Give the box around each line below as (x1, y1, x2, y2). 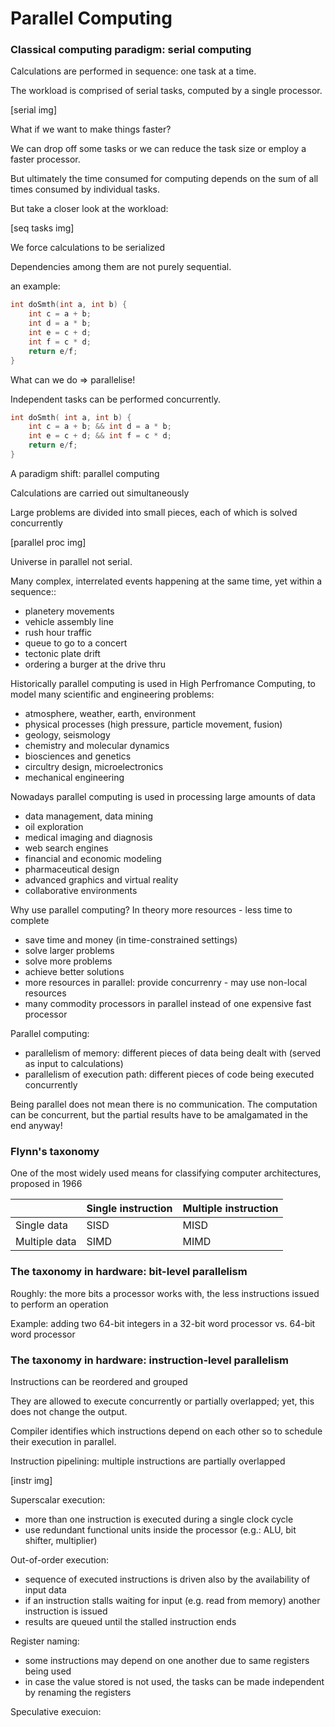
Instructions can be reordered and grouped (10, 1375, 188, 1387)
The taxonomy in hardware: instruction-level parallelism (10, 1353, 290, 1367)
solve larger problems (24, 944, 115, 956)
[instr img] (10, 1474, 53, 1486)
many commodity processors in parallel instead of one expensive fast (24, 997, 312, 1009)
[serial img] (10, 104, 57, 116)
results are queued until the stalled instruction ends (24, 1615, 237, 1627)
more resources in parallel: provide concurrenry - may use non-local (24, 976, 308, 988)
